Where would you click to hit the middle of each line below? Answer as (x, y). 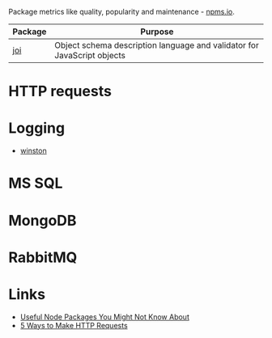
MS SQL (36, 183)
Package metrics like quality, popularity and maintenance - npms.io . (121, 12)
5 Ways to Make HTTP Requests (74, 325)
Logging (37, 128)
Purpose (157, 32)
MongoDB (42, 220)
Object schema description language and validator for (157, 45)
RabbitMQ (43, 257)
